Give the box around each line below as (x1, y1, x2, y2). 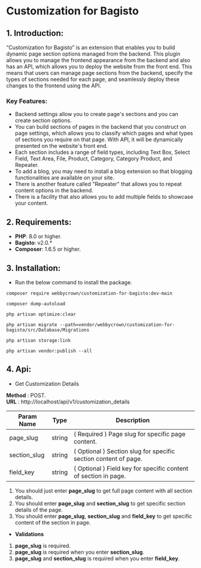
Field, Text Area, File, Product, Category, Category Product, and (14, 155, 172, 162)
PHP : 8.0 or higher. (14, 233, 62, 240)
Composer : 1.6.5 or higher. (14, 245, 81, 253)
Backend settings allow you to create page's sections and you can (14, 111, 178, 118)
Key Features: (6, 97, 48, 105)
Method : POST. (6, 391, 46, 399)
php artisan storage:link (6, 337, 71, 344)
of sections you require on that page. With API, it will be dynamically (14, 136, 184, 143)
